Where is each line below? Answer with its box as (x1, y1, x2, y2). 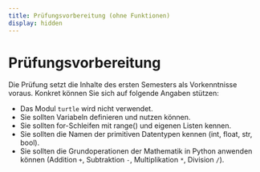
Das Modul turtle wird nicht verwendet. (19, 104, 154, 114)
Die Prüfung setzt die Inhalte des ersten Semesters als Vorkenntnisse (8, 80, 238, 90)
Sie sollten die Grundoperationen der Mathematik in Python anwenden (19, 146, 253, 156)
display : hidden (8, 19, 63, 27)
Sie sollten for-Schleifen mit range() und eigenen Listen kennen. (19, 121, 232, 130)
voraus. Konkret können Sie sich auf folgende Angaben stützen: (8, 89, 219, 98)
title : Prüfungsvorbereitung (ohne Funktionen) (8, 11, 171, 20)
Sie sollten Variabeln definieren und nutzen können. (19, 113, 191, 122)
